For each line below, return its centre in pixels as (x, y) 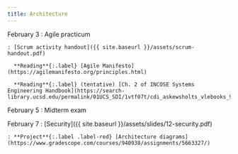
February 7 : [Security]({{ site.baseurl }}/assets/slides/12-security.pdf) (110, 123)
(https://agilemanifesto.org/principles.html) (77, 72)
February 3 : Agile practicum (49, 34)
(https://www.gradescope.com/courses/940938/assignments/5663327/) (109, 143)
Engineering (25, 90)
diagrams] (174, 137)
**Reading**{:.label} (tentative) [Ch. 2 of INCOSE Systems (104, 84)
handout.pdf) (27, 53)
